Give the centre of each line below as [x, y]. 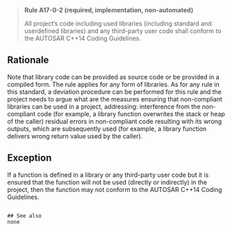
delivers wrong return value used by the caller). [75, 136]
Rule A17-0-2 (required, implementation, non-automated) [109, 10]
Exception [30, 158]
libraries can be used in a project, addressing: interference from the [104, 106]
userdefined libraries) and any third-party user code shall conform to [123, 31]
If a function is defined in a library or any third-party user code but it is [108, 175]
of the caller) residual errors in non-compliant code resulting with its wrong [115, 121]
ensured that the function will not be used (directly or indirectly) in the [107, 182]
